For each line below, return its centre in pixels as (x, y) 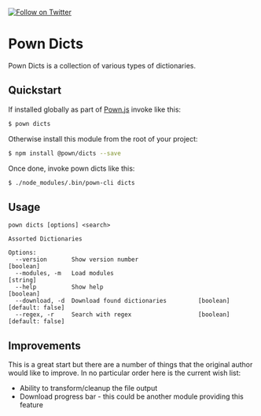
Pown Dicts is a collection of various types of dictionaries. (102, 65)
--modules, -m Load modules (64, 274)
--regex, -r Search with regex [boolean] (123, 315)
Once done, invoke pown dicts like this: (72, 168)
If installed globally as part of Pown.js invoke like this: (95, 109)
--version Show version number (77, 260)
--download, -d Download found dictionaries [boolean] (123, 301)
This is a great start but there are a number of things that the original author (130, 364)
